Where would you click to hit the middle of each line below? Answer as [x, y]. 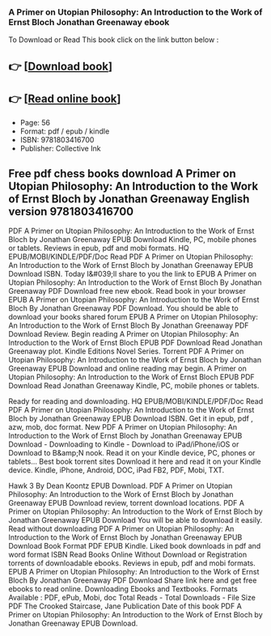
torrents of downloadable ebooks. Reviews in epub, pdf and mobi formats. [132, 563]
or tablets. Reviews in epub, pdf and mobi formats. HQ [99, 248]
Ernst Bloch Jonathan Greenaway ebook [89, 22]
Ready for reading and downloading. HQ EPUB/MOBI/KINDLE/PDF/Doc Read [136, 401]
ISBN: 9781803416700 [57, 139]
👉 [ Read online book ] [65, 99]
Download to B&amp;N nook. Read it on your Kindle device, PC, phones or [132, 453]
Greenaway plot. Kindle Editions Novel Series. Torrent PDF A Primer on [126, 351]
